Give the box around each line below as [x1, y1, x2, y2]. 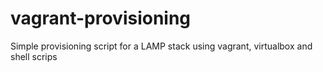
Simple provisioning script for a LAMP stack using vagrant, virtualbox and [10, 40, 313, 52]
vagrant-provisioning [10, 7, 192, 30]
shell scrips [10, 50, 58, 62]
